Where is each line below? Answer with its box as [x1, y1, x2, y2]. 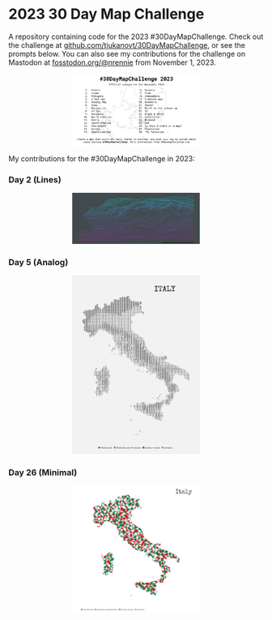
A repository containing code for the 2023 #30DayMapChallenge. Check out [8, 32, 264, 41]
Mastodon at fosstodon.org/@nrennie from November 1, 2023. [8, 58, 216, 67]
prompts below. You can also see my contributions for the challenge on [8, 49, 245, 58]
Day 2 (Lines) [8, 173, 62, 185]
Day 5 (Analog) [8, 256, 69, 267]
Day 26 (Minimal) [8, 467, 78, 478]
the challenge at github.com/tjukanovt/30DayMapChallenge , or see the [8, 40, 245, 49]
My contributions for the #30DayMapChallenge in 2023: [8, 153, 196, 163]
